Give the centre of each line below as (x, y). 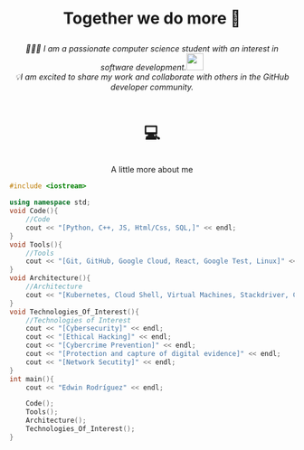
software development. (144, 68)
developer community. (152, 87)
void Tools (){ (36, 244)
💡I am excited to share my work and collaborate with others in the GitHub (152, 77)
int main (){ (32, 379)
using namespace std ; (50, 202)
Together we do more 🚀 (152, 19)
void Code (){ (34, 211)
